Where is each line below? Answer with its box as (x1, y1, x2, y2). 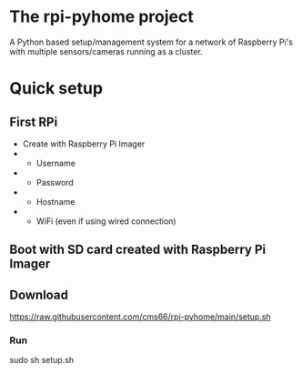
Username (35, 157, 75, 168)
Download (9, 287, 68, 302)
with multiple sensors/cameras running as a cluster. (9, 45, 203, 56)
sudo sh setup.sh (9, 355, 75, 366)
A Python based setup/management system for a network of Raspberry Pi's (9, 36, 294, 47)
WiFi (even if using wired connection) (35, 216, 176, 227)
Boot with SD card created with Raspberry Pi (9, 242, 267, 258)
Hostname (35, 196, 75, 207)
